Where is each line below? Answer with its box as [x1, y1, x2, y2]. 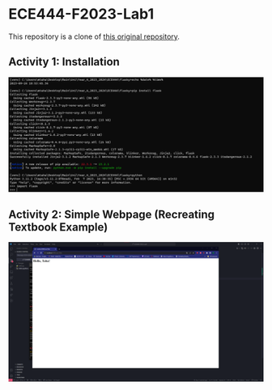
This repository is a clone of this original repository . [8, 32, 181, 41]
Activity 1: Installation [8, 55, 120, 69]
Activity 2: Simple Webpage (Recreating [8, 208, 215, 222]
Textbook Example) [8, 220, 108, 235]
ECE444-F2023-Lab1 [8, 5, 155, 23]
